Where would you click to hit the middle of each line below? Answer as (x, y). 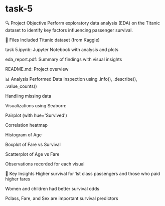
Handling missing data (28, 96)
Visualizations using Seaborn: (36, 105)
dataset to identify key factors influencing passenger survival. (69, 30)
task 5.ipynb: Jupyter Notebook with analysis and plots (62, 49)
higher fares (18, 179)
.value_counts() (21, 86)
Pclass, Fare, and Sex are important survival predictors (62, 198)
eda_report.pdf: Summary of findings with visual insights (64, 59)
